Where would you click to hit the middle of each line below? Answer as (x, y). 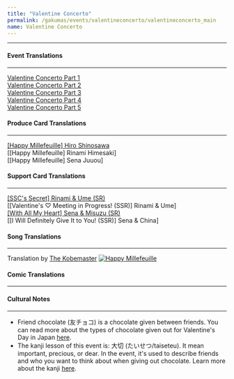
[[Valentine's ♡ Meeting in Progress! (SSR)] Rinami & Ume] (92, 205)
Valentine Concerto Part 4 (45, 100)
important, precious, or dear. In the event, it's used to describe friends (118, 353)
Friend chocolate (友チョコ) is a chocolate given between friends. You (118, 322)
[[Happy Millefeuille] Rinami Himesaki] (62, 153)
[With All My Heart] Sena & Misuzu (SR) (64, 213)
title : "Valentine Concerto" (49, 14)
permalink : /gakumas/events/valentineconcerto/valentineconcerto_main (112, 20)
